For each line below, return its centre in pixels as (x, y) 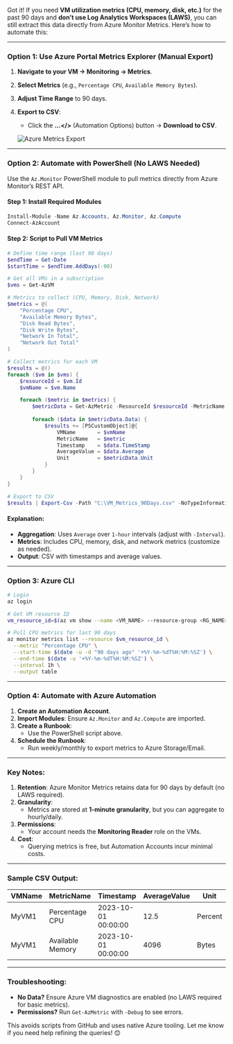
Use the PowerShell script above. (75, 733)
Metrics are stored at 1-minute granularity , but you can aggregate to (126, 810)
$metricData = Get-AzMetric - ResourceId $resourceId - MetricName (129, 407)
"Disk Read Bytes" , (48, 323)
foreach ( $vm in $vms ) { (43, 375)
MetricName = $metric (91, 439)
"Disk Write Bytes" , (49, 330)
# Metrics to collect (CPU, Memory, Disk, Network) (83, 298)
